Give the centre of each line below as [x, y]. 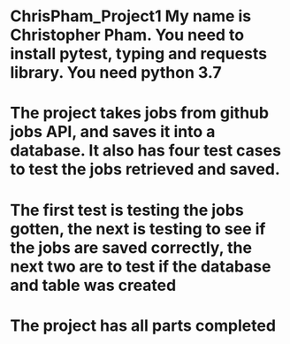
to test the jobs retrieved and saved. [145, 169]
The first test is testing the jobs [127, 210]
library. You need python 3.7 [116, 73]
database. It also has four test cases [146, 151]
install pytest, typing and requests [139, 54]
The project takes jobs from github [139, 113]
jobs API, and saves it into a [113, 132]
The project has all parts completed [143, 325]
